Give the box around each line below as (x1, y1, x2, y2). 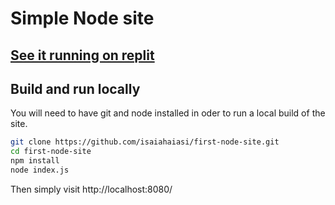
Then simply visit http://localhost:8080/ (10, 183, 173, 195)
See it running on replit (10, 47, 155, 64)
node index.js (10, 165, 70, 176)
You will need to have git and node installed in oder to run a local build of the (10, 107, 326, 119)
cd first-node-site (10, 147, 92, 157)
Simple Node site (10, 7, 155, 30)
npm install (10, 156, 60, 166)
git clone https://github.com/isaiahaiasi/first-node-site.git (10, 137, 280, 147)
